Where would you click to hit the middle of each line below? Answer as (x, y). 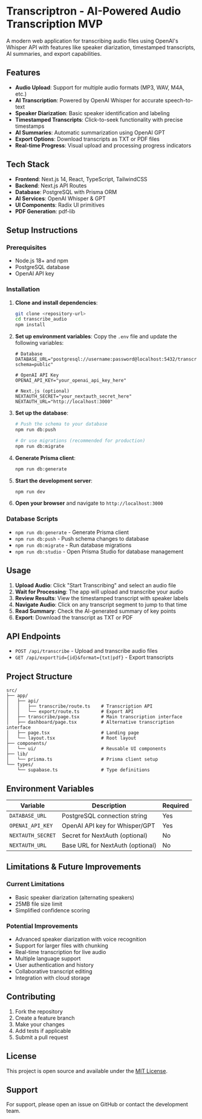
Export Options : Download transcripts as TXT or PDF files (87, 139)
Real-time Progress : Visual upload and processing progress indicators (103, 145)
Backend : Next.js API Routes (51, 185)
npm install (30, 325)
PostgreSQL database (42, 267)
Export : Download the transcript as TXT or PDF (74, 617)
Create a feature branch (45, 1018)
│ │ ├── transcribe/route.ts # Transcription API (80, 706)
